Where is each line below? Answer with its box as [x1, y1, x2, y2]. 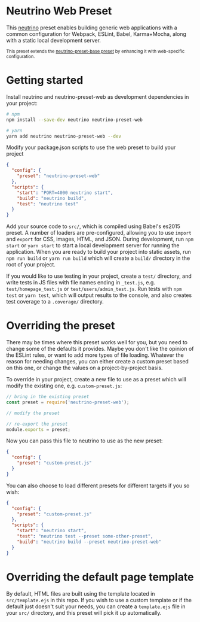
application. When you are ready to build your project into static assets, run [6, 248, 191, 256]
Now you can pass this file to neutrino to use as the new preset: [6, 437, 163, 444]
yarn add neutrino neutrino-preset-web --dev [6, 133, 121, 139]
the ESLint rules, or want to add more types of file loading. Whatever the [6, 351, 184, 359]
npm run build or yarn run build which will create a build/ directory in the [6, 254, 190, 262]
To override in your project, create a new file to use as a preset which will [6, 376, 186, 383]
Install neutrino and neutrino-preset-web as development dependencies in [6, 93, 189, 100]
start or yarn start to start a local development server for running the [6, 242, 180, 249]
